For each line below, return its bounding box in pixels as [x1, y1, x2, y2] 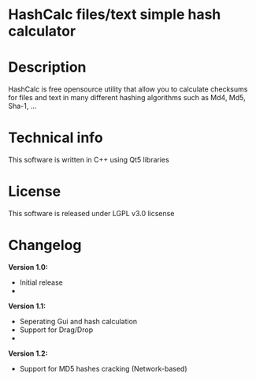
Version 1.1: [8, 301, 46, 311]
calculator [8, 22, 76, 40]
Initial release [19, 278, 63, 287]
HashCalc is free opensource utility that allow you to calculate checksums [8, 84, 248, 94]
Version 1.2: [8, 349, 49, 358]
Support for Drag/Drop [19, 325, 93, 334]
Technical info [8, 129, 104, 147]
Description [8, 58, 87, 77]
